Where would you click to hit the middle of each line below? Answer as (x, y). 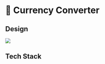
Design (17, 29)
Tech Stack (23, 57)
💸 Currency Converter (52, 10)
